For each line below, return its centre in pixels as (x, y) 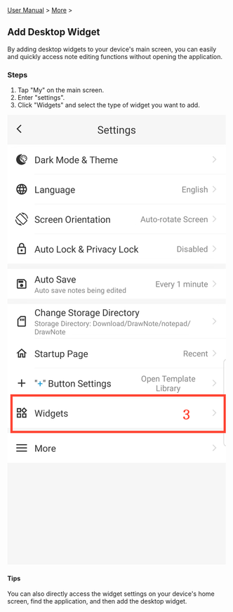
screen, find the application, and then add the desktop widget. (97, 601)
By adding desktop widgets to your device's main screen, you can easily (112, 49)
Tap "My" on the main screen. (61, 90)
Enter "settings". (41, 98)
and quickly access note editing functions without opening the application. (115, 56)
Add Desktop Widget (54, 32)
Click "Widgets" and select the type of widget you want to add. (108, 105)
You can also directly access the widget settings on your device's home (111, 594)
